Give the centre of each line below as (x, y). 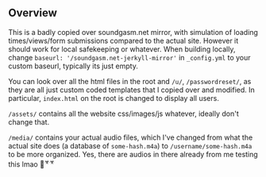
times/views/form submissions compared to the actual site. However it (123, 40)
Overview (33, 13)
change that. (29, 121)
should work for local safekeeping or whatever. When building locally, (122, 49)
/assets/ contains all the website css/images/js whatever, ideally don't (124, 114)
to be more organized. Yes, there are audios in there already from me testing (133, 154)
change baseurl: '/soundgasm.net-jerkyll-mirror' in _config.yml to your (130, 57)
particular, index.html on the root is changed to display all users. (114, 98)
